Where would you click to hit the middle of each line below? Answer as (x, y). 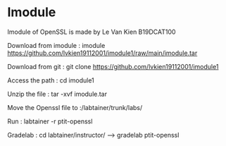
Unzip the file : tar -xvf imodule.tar (57, 94)
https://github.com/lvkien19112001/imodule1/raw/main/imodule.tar (102, 53)
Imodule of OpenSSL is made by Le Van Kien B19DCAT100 (92, 32)
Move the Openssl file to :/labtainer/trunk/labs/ (75, 107)
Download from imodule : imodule (56, 45)
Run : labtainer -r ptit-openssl (50, 121)
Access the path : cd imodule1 (51, 80)
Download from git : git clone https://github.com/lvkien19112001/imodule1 (113, 66)
